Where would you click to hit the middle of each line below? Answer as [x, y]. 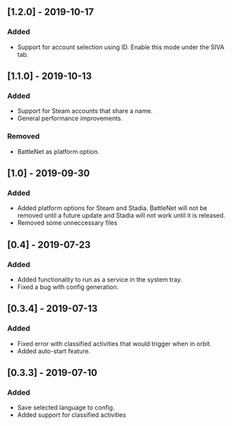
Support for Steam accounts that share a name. [85, 111]
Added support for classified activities [72, 415]
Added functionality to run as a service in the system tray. [99, 280]
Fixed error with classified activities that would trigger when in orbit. [114, 343]
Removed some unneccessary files [67, 223]
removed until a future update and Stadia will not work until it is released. [121, 216]
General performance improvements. [70, 119]
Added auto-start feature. [54, 351]
